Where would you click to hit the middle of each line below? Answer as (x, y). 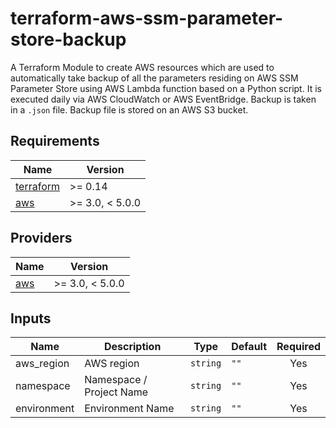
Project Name (116, 392)
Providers (41, 238)
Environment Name (129, 409)
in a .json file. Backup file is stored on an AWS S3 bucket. (129, 109)
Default (249, 347)
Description (132, 347)
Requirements (55, 141)
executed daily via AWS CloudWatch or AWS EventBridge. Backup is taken (163, 99)
